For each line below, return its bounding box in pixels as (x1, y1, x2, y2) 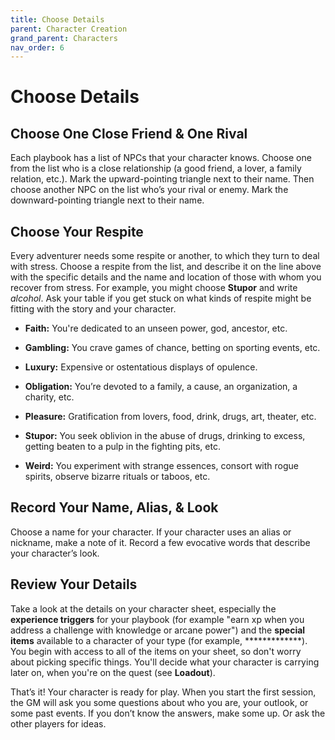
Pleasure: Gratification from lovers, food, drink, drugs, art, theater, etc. (24, 411, 317, 423)
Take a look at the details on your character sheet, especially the (10, 602, 277, 615)
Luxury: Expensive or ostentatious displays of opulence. (24, 361, 258, 373)
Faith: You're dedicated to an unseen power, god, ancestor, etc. (24, 322, 288, 335)
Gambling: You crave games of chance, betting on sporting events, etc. (24, 342, 321, 354)
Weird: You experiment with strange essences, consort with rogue (24, 460, 299, 472)
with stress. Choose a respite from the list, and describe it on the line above (10, 261, 322, 273)
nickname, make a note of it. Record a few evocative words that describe (10, 536, 311, 548)
